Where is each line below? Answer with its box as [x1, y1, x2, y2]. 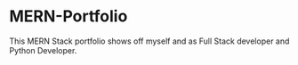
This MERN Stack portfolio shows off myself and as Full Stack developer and [9, 36, 290, 46]
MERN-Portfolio [9, 6, 128, 27]
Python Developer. [9, 45, 77, 55]
